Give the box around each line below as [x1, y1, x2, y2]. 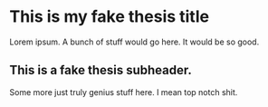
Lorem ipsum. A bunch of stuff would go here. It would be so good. [9, 36, 260, 47]
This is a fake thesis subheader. [9, 63, 193, 78]
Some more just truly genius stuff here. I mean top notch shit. [9, 86, 238, 97]
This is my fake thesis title [9, 6, 210, 27]
